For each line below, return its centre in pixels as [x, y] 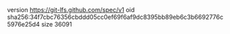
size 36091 [56, 24]
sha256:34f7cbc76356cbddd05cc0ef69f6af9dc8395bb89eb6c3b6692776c [115, 17]
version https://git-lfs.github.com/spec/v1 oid [71, 10]
